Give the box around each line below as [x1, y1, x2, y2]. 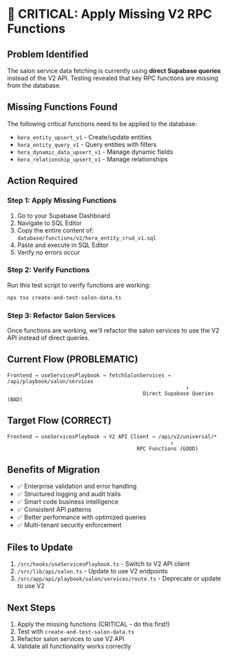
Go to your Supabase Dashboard [17, 211, 110, 219]
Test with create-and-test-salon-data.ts [17, 627, 135, 636]
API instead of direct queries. [7, 333, 90, 342]
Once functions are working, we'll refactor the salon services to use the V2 [7, 326, 220, 334]
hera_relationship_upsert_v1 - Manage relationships [17, 155, 168, 163]
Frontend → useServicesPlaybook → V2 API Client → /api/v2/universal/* [7, 433, 217, 440]
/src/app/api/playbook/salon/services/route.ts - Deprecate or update [17, 574, 222, 582]
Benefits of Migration [7, 464, 101, 475]
